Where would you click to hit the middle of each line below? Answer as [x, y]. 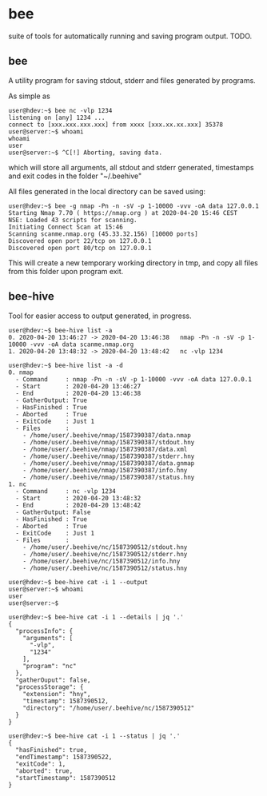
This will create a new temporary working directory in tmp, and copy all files [133, 263]
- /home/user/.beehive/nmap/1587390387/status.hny [109, 477]
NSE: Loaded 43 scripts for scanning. [73, 220]
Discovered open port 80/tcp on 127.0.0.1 [80, 248]
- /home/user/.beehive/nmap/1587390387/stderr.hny [109, 456]
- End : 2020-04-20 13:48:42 [78, 505]
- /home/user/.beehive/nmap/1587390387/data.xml [105, 449]
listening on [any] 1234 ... [57, 117]
